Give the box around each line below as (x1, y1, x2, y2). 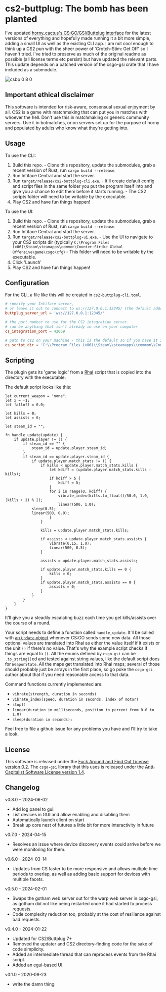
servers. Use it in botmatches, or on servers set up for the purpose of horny (5, 119, 160, 125)
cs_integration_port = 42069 (5, 329, 65, 334)
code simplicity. (12, 946, 44, 952)
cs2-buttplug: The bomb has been (5, 3, 149, 14)
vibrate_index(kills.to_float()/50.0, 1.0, (58, 493, 149, 498)
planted (5, 13, 38, 25)
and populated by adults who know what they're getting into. (5, 125, 129, 131)
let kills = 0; (5, 411, 37, 416)
